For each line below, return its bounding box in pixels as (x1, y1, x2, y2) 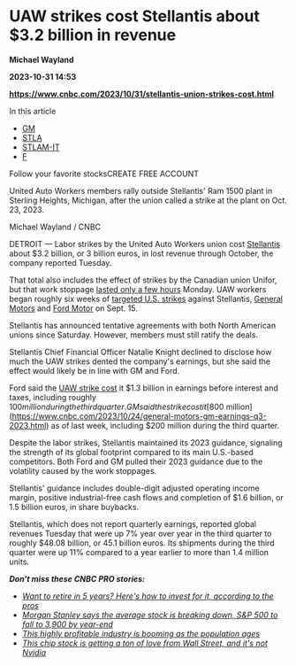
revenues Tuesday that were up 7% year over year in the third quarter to (9, 528, 272, 538)
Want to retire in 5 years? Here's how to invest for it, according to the (21, 591, 274, 601)
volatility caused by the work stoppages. (9, 465, 157, 476)
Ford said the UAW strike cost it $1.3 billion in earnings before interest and (9, 383, 278, 393)
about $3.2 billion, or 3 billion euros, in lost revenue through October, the (9, 248, 274, 259)
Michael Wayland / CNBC (9, 221, 102, 232)
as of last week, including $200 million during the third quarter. (50, 420, 280, 430)
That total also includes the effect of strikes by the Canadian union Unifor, (9, 275, 277, 285)
